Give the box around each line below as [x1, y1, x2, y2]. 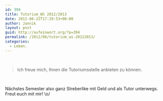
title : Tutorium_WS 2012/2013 [5, 12, 67, 17]
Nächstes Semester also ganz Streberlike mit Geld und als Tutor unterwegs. [5, 85, 158, 91]
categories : [5, 39, 29, 44]
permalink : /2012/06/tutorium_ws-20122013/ [5, 35, 96, 40]
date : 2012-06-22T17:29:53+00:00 [5, 16, 74, 21]
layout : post [5, 25, 32, 30]
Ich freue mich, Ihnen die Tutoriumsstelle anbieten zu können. [17, 67, 142, 73]
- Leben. [9, 44, 27, 49]
